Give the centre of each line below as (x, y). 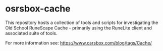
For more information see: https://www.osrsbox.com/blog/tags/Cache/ (79, 42)
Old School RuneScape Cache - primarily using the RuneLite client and (79, 27)
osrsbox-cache (38, 9)
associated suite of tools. (31, 33)
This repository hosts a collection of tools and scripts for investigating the (82, 22)
